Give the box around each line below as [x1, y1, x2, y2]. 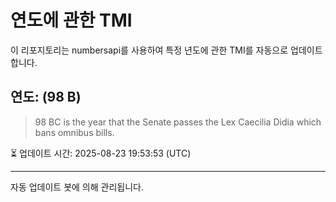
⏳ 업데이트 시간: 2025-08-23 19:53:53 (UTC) [10, 147, 192, 159]
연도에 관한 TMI [10, 9, 133, 32]
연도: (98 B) [10, 89, 82, 106]
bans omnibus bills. [34, 126, 115, 138]
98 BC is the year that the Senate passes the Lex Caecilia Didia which [34, 116, 322, 128]
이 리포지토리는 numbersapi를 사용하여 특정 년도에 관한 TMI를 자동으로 [10, 44, 289, 56]
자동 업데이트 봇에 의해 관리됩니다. [10, 181, 144, 193]
